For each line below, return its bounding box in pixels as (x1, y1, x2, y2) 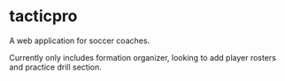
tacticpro (9, 6, 78, 26)
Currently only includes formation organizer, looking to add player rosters (9, 52, 277, 63)
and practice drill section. (9, 62, 102, 72)
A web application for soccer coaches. (9, 35, 150, 46)
